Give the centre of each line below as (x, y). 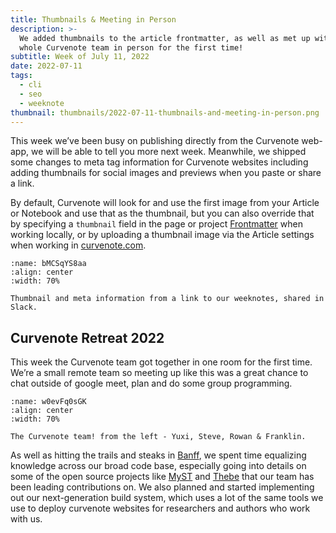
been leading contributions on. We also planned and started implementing (162, 487)
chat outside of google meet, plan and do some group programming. (151, 383)
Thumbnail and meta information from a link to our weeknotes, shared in (167, 299)
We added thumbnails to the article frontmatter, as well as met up (165, 38)
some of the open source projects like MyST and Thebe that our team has (162, 477)
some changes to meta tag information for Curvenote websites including (159, 162)
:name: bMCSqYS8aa (48, 264)
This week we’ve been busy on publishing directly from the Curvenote (155, 141)
